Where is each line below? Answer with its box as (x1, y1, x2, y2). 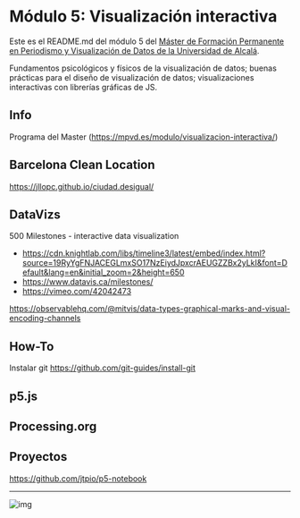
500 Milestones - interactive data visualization (9, 231, 179, 242)
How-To (9, 338, 54, 354)
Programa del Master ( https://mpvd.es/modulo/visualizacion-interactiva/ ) (9, 132, 279, 142)
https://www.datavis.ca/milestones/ (21, 276, 154, 287)
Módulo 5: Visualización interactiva (9, 6, 278, 27)
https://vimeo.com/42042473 (21, 286, 132, 297)
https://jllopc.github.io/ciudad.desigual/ (9, 181, 154, 191)
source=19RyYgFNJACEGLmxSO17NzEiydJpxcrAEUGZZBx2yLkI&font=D (21, 258, 288, 268)
